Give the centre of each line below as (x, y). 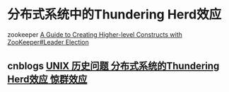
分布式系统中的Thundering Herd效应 (114, 15)
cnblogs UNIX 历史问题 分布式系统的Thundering (113, 66)
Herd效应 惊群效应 (47, 80)
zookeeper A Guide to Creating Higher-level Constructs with (95, 34)
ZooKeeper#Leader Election (48, 42)
